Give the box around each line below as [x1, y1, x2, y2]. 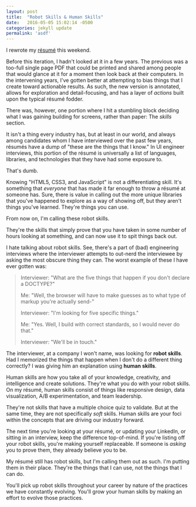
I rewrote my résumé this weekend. [6, 46, 91, 54]
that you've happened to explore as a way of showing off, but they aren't [6, 198, 182, 205]
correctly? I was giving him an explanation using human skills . [6, 362, 157, 369]
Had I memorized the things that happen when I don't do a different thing [6, 356, 183, 363]
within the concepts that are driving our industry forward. [6, 416, 145, 423]
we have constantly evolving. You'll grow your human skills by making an [6, 488, 183, 495]
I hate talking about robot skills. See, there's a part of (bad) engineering [6, 244, 179, 251]
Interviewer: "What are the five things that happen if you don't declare [20, 274, 190, 281]
